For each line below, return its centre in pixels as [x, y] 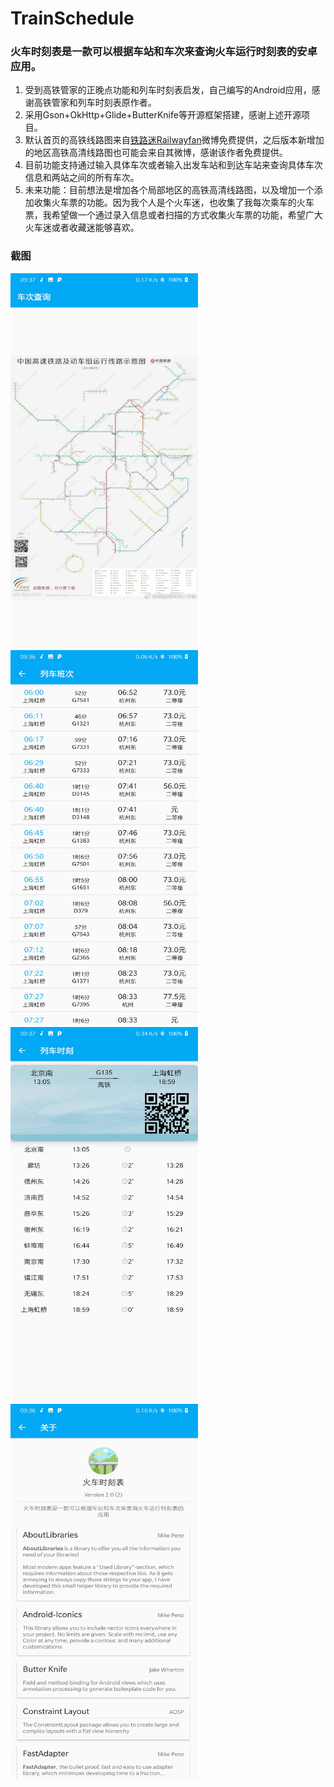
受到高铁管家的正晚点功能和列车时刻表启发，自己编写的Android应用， [168, 90]
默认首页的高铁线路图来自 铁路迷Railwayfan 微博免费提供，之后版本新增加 [174, 140]
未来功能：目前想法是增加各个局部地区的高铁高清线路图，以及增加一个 [169, 190]
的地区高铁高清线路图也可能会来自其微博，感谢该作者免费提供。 [156, 153]
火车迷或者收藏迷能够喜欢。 [82, 228]
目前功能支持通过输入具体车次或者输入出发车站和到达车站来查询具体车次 [173, 165]
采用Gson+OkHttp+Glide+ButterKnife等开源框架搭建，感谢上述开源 [163, 115]
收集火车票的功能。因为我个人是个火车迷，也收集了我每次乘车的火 [169, 203]
